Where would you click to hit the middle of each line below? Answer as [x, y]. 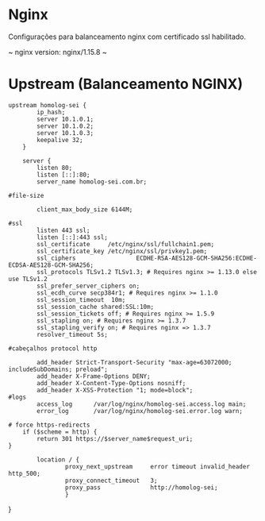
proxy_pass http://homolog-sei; [141, 487]
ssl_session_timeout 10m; [81, 299]
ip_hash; [51, 112]
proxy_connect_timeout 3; [111, 480]
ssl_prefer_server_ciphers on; [88, 286]
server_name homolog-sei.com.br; [92, 181]
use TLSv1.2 [28, 279]
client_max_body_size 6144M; [85, 209]
